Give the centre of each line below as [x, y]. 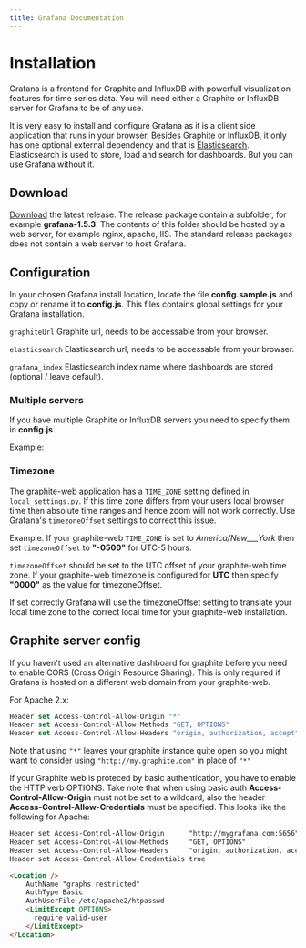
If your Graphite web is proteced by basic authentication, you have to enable [153, 778]
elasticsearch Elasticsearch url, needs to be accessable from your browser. [152, 349]
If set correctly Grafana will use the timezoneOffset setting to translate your [151, 602]
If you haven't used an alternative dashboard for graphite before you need [148, 662]
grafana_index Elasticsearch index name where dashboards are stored [142, 367]
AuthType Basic [55, 892]
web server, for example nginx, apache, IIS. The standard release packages [151, 234]
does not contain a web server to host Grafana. [98, 244]
